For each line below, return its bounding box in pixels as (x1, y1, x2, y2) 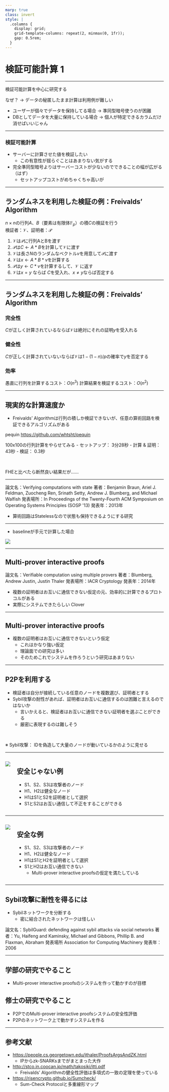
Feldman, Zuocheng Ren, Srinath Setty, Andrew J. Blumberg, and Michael (5, 490, 157, 496)
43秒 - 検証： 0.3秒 (5, 448, 45, 454)
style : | (5, 17, 24, 22)
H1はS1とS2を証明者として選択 (24, 794, 88, 800)
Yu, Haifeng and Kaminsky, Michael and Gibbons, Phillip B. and (14, 933, 144, 939)
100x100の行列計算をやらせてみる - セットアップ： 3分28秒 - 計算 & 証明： (5, 442, 161, 448)
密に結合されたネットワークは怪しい (20, 916, 96, 922)
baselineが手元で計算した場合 (12, 529, 74, 535)
